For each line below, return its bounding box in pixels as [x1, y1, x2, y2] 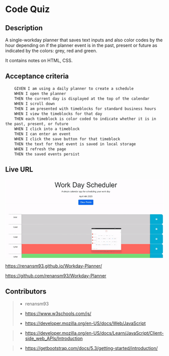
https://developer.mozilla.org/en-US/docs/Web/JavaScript [25, 320, 146, 326]
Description [5, 24, 43, 32]
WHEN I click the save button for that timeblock [14, 136, 121, 142]
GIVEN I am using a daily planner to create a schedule [14, 86, 134, 91]
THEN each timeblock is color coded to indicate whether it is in [14, 116, 156, 122]
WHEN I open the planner [14, 91, 66, 96]
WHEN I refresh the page [14, 146, 66, 152]
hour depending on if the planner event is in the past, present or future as [5, 42, 157, 48]
